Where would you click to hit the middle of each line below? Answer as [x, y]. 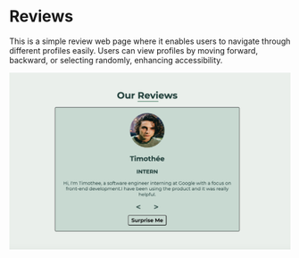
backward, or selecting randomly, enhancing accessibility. [116, 60]
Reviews [42, 17]
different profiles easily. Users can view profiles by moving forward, [134, 50]
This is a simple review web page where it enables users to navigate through [150, 41]
